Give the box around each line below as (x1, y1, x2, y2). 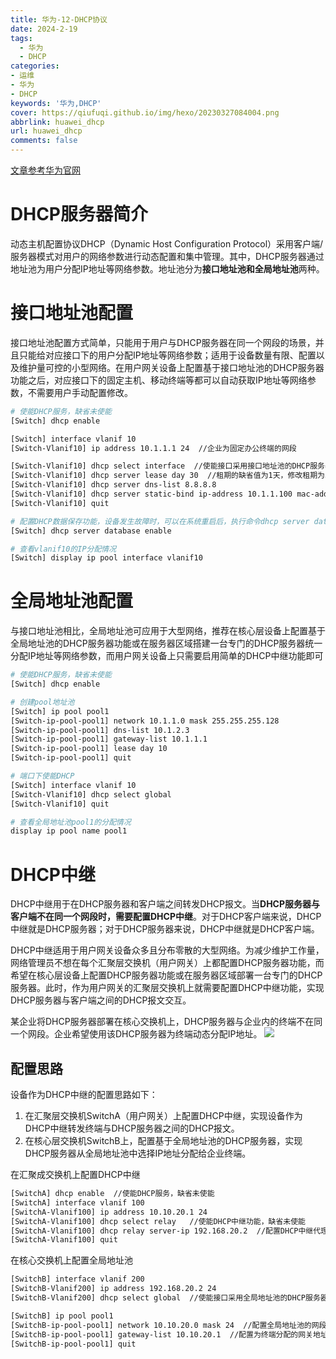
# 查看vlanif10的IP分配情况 (10, 544, 117, 554)
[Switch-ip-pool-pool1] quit (10, 753, 132, 763)
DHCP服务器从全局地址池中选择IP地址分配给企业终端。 (24, 1147, 252, 1160)
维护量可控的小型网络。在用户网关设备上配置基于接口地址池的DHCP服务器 (18, 361, 325, 373)
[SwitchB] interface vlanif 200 (10, 1274, 145, 1285)
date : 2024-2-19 (10, 24, 78, 34)
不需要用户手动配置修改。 (27, 386, 133, 398)
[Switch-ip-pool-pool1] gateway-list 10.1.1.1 (10, 734, 208, 745)
